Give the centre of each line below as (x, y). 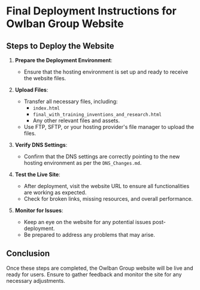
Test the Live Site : (38, 174)
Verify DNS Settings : (41, 145)
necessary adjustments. (36, 280)
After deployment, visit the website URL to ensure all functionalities (107, 186)
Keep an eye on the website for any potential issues (87, 222)
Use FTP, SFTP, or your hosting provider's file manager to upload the (109, 127)
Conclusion (28, 254)
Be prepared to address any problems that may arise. (90, 235)
